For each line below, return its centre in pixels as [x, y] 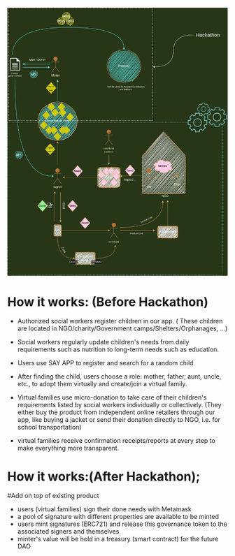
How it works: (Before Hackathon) [108, 302]
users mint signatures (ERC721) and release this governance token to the [122, 524]
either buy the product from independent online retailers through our [116, 412]
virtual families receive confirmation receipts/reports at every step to [116, 441]
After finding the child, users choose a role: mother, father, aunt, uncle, [119, 376]
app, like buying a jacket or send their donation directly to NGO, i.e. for [119, 420]
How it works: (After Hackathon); [104, 476]
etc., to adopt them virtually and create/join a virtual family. [102, 384]
